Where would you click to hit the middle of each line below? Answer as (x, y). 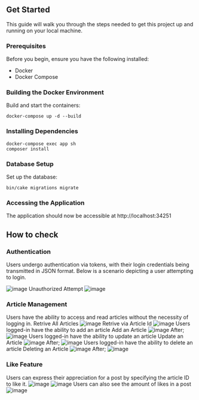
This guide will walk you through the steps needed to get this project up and (100, 24)
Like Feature (25, 365)
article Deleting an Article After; (56, 349)
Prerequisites (26, 46)
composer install (28, 149)
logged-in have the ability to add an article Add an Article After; (95, 330)
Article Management (37, 304)
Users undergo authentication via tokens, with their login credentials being (98, 264)
